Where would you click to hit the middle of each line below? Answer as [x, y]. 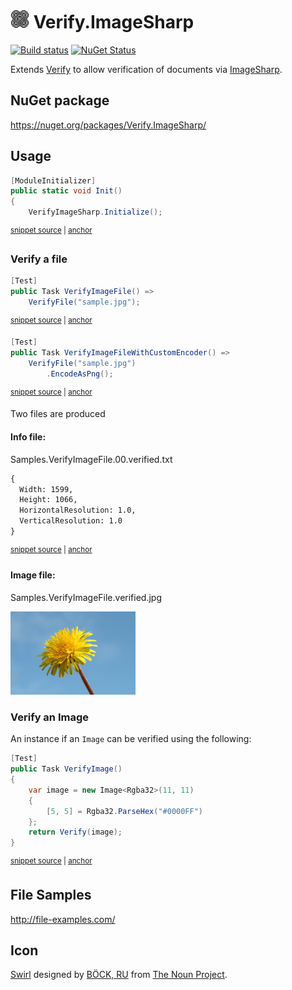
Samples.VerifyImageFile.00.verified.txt [91, 459]
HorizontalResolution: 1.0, [78, 510]
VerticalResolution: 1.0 [71, 521]
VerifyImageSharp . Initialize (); [95, 212]
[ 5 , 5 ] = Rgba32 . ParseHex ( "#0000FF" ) [125, 811]
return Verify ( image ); [75, 832]
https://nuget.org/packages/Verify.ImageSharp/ [108, 125]
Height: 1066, [48, 500]
